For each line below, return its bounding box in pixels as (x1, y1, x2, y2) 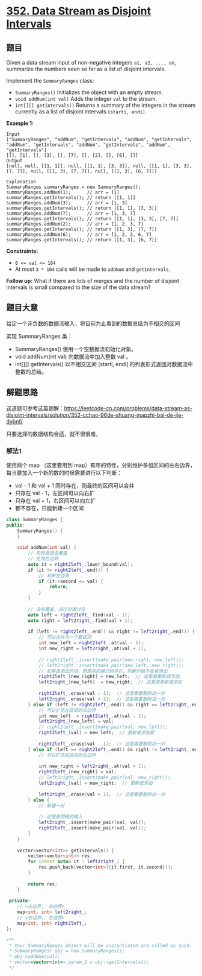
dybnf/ (6, 417, 23, 425)
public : (6, 522, 26, 528)
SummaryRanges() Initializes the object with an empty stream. (14, 89, 164, 96)
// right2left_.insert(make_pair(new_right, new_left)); (38, 656, 185, 663)
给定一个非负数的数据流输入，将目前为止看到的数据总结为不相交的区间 (6, 320, 180, 327)
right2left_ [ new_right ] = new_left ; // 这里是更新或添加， (38, 674, 185, 680)
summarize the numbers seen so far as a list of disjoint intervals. (6, 65, 166, 72)
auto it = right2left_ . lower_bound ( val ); (28, 561, 133, 568)
